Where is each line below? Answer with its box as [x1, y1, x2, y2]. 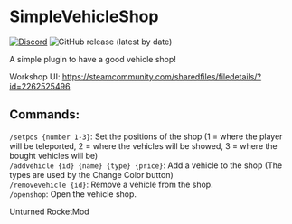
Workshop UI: [9, 70, 61, 82]
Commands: [9, 107, 80, 123]
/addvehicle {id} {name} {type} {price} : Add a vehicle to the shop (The [9, 160, 283, 171]
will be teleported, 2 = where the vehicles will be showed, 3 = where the [9, 140, 278, 151]
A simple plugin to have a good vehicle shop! [9, 53, 176, 64]
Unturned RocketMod [9, 206, 89, 217]
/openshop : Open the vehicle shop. [9, 188, 137, 200]
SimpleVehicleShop [9, 6, 159, 27]
